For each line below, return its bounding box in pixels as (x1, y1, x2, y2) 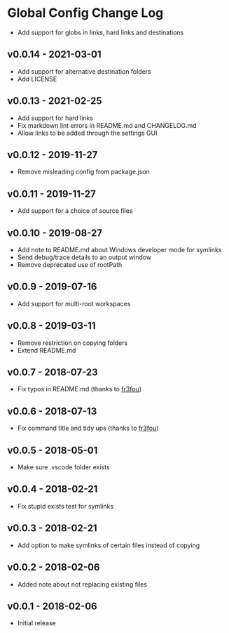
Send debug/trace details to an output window (17, 253, 152, 261)
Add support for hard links (17, 114, 93, 122)
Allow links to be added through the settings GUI (17, 129, 158, 137)
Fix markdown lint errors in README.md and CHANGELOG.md (17, 121, 197, 129)
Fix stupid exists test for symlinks (17, 502, 114, 510)
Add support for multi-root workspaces (17, 299, 131, 308)
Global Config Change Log (7, 5, 164, 21)
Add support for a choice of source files (17, 207, 133, 215)
